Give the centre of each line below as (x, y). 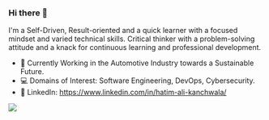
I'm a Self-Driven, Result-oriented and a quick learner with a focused (123, 31)
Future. (32, 72)
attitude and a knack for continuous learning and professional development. (135, 48)
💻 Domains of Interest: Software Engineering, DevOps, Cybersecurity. (137, 81)
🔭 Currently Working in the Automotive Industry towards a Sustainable (137, 63)
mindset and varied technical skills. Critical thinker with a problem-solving (132, 39)
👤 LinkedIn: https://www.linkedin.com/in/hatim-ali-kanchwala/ (123, 93)
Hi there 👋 (28, 13)
